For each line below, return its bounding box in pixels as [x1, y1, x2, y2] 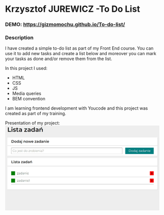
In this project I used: [5, 65, 47, 71]
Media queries [12, 91, 42, 96]
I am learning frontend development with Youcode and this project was [5, 105, 148, 111]
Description [5, 34, 34, 41]
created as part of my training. [5, 111, 67, 117]
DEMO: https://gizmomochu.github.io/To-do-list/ [5, 21, 125, 28]
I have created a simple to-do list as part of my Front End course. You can [5, 45, 154, 51]
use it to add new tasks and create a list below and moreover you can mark [5, 51, 157, 57]
